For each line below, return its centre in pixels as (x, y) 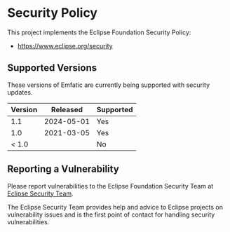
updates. (20, 92)
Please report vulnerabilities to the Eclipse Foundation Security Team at (110, 186)
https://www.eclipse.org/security (65, 46)
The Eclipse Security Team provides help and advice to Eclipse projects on (115, 207)
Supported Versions (52, 68)
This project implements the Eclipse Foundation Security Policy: (99, 32)
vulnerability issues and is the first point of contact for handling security (111, 214)
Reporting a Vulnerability (63, 169)
